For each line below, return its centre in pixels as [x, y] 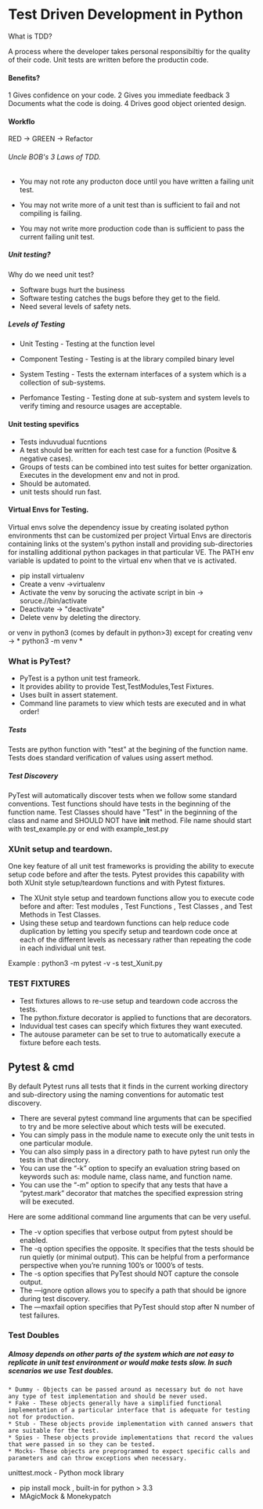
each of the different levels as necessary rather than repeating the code [135, 940]
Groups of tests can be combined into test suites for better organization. [136, 467]
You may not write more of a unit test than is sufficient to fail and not [130, 205]
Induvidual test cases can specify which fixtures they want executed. [131, 1026]
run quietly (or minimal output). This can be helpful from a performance [135, 1256]
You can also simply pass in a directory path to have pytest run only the [135, 1151]
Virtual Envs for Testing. [49, 510]
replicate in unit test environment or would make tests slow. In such [120, 1362]
